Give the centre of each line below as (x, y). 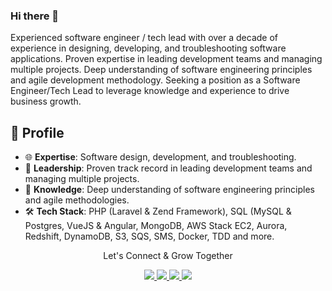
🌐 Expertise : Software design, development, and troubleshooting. (160, 157)
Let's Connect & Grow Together (168, 256)
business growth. (46, 101)
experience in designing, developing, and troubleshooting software (148, 48)
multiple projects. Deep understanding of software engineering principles (161, 70)
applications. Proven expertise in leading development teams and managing (166, 59)
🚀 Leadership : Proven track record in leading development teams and (168, 168)
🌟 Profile (37, 132)
